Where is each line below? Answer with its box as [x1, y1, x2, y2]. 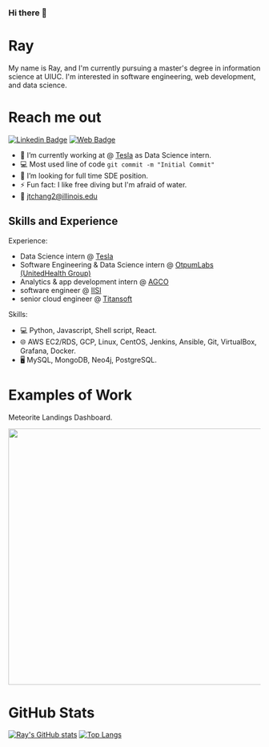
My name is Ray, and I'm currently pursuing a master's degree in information [8, 63, 261, 73]
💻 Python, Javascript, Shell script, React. [19, 325, 158, 335]
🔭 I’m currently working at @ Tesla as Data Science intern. [19, 150, 212, 159]
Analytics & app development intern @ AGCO [19, 276, 170, 287]
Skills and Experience [8, 215, 118, 228]
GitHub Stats [8, 704, 95, 721]
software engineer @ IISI [19, 285, 102, 295]
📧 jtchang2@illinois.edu [19, 191, 98, 201]
